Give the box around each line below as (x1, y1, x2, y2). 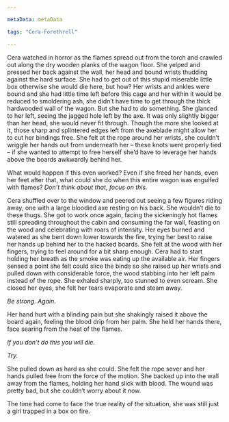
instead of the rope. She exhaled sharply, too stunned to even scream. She (7, 276, 217, 284)
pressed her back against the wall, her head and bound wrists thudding (7, 68, 208, 76)
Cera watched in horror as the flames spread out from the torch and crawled (7, 53, 222, 62)
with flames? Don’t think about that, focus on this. (7, 183, 148, 191)
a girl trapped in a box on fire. (7, 407, 91, 415)
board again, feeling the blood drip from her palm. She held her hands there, (7, 317, 222, 325)
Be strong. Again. (7, 297, 56, 305)
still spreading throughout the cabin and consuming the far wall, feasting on (7, 218, 220, 226)
